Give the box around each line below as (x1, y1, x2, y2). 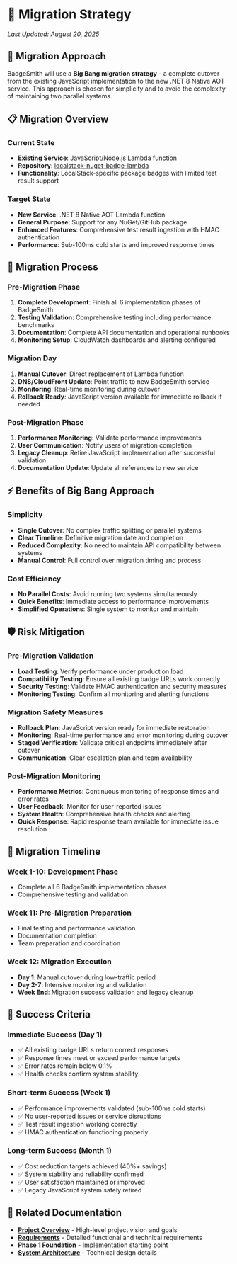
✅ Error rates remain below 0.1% (17, 1061, 112, 1070)
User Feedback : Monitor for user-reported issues (17, 802, 162, 811)
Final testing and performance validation (17, 924, 136, 933)
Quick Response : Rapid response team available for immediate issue (17, 817, 219, 826)
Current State (7, 138, 55, 148)
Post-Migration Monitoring (7, 771, 101, 781)
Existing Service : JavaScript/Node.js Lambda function (17, 154, 178, 162)
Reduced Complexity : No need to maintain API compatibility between (17, 541, 221, 550)
